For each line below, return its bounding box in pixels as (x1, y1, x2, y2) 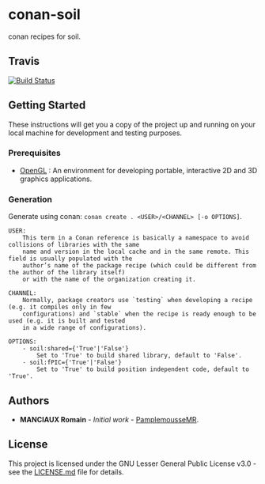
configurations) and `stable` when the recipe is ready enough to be (22, 310, 257, 318)
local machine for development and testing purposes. (8, 128, 183, 138)
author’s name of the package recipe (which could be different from (22, 262, 257, 270)
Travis (8, 55, 40, 68)
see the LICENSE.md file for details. (8, 467, 124, 476)
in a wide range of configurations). (22, 324, 147, 332)
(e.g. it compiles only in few (8, 303, 112, 312)
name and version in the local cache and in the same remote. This (22, 248, 249, 256)
